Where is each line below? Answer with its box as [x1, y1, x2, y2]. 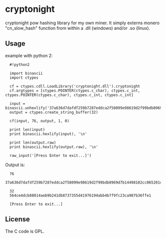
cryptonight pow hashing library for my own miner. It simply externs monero [5, 20, 160, 26]
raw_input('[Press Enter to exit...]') [9, 153, 92, 158]
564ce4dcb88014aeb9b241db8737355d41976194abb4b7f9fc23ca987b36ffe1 [9, 193, 152, 198]
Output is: [5, 162, 25, 168]
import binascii [9, 71, 43, 76]
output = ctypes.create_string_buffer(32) [9, 110, 98, 115]
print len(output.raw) [9, 140, 56, 145]
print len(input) [9, 127, 45, 132]
